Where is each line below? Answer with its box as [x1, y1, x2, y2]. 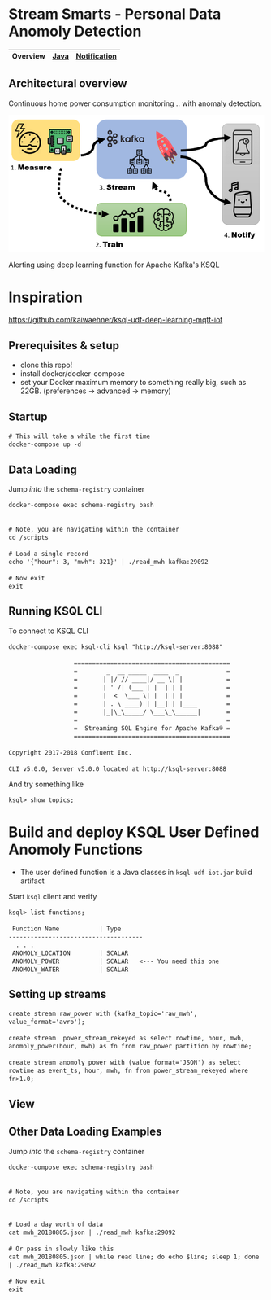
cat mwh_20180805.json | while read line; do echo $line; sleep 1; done [8, 1253, 260, 1261]
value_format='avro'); [8, 1018, 85, 1026]
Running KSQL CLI [8, 604, 103, 619]
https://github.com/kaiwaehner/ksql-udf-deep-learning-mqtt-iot [8, 315, 223, 325]
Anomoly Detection [8, 22, 142, 41]
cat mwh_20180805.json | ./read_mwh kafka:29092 [8, 1228, 176, 1237]
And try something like [8, 779, 84, 789]
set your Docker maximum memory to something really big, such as [19, 378, 247, 387]
